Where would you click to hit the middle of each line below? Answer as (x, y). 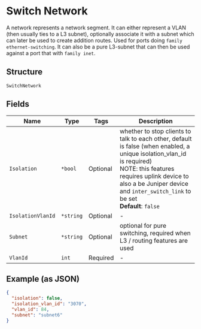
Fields (18, 104)
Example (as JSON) (43, 279)
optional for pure (143, 225)
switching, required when (155, 233)
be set (128, 198)
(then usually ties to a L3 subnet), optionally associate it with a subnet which (100, 34)
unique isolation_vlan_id (153, 153)
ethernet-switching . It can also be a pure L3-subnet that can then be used (98, 47)
